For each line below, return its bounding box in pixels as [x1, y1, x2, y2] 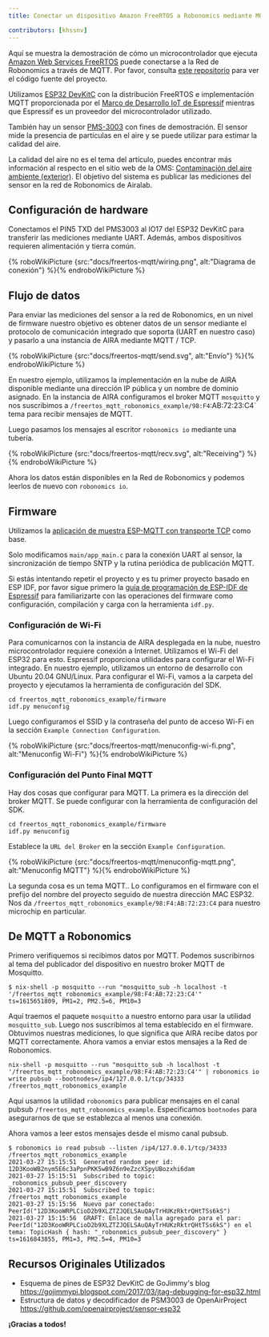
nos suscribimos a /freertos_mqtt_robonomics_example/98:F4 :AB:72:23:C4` [8, 401, 257, 410]
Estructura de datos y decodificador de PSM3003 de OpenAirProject [19, 1295, 247, 1305]
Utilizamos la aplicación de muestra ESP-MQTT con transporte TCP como [8, 526, 251, 535]
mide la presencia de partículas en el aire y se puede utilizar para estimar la [8, 130, 258, 140]
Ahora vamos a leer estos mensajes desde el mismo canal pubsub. [8, 1129, 229, 1138]
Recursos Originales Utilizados [8, 1257, 166, 1270]
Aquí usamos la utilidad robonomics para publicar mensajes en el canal [8, 1096, 240, 1106]
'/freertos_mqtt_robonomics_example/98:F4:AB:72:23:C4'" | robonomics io [8, 1068, 260, 1076]
